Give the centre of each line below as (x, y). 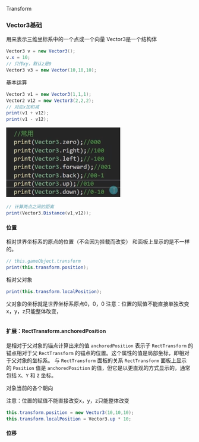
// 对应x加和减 (23, 107)
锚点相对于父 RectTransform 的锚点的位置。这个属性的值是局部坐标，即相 (95, 353)
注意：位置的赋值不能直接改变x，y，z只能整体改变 (68, 400)
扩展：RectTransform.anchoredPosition (56, 331)
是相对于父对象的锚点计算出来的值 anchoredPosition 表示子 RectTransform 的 (100, 345)
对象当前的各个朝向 (30, 388)
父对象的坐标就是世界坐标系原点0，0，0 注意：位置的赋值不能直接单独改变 (98, 304)
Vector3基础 (24, 25)
